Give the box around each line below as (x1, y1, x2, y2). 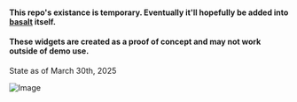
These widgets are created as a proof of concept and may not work (9, 36, 262, 47)
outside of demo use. (9, 46, 90, 56)
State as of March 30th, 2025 (9, 65, 117, 76)
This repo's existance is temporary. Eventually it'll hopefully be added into (9, 7, 289, 18)
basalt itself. (9, 16, 56, 26)
